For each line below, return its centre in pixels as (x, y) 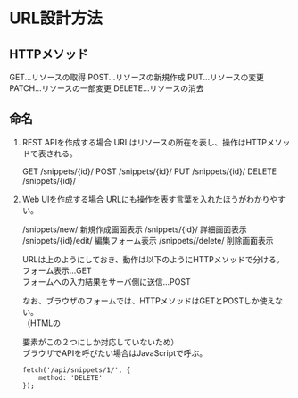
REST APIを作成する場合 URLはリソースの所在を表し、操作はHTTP (145, 142)
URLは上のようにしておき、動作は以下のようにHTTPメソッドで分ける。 (153, 259)
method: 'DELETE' (70, 377)
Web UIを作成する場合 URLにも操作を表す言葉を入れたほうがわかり (146, 199)
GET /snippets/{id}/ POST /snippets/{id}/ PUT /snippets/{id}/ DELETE (149, 171)
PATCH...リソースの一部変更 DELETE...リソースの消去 (107, 88)
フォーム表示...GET (57, 270)
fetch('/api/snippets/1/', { (76, 370)
